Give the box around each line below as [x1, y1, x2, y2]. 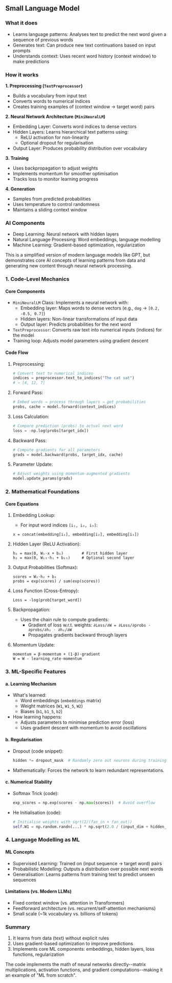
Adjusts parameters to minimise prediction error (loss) [20, 719, 135, 725]
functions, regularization [12, 951, 64, 957]
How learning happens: [12, 714, 62, 720]
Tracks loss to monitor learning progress [12, 176, 98, 182]
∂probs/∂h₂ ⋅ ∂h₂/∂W [28, 628, 72, 633]
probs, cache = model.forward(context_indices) [12, 404, 116, 409]
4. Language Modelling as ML [5, 836, 80, 843]
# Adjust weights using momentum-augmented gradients [12, 471, 130, 476]
